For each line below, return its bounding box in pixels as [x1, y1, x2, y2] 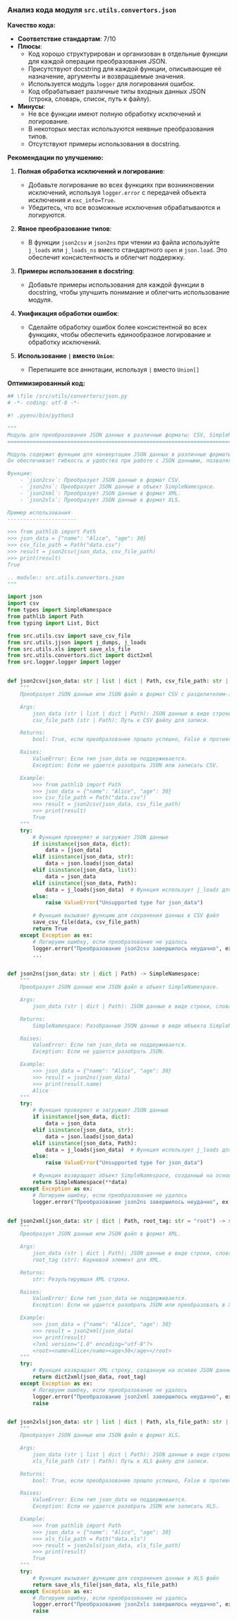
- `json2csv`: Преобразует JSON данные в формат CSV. [20, 477, 181, 484]
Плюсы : [17, 42, 42, 51]
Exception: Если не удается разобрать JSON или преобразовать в [32, 1301, 226, 1308]
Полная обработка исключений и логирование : [17, 167, 166, 176]
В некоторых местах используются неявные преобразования [28, 125, 214, 134]
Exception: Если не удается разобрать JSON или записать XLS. [32, 1503, 219, 1510]
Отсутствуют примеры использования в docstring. [28, 140, 181, 148]
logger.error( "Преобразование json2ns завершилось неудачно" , [32, 1198, 219, 1205]
